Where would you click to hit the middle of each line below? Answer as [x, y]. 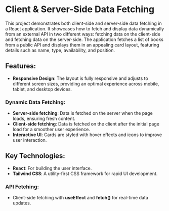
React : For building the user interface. [52, 168]
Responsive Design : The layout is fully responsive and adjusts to [80, 78]
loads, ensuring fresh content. [44, 119]
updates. [22, 203]
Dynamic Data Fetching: [35, 102]
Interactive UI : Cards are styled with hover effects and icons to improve [87, 135]
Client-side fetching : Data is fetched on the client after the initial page [86, 124]
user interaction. [30, 140]
